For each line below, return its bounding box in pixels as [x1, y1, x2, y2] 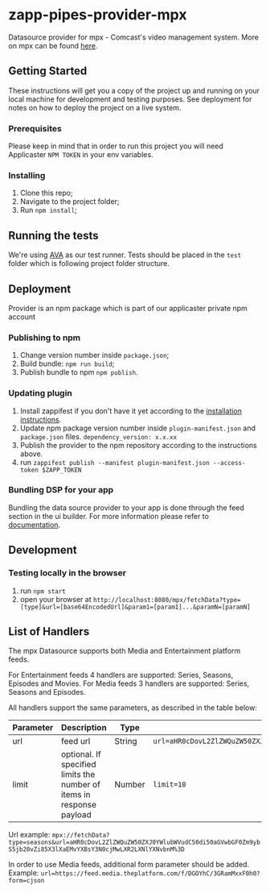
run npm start [19, 586, 66, 596]
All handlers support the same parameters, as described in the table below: [8, 703, 257, 712]
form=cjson [8, 877, 45, 885]
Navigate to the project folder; [19, 197, 120, 206]
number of [60, 779, 100, 791]
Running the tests [8, 228, 99, 243]
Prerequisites [8, 123, 62, 134]
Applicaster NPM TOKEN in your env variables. [8, 150, 154, 160]
